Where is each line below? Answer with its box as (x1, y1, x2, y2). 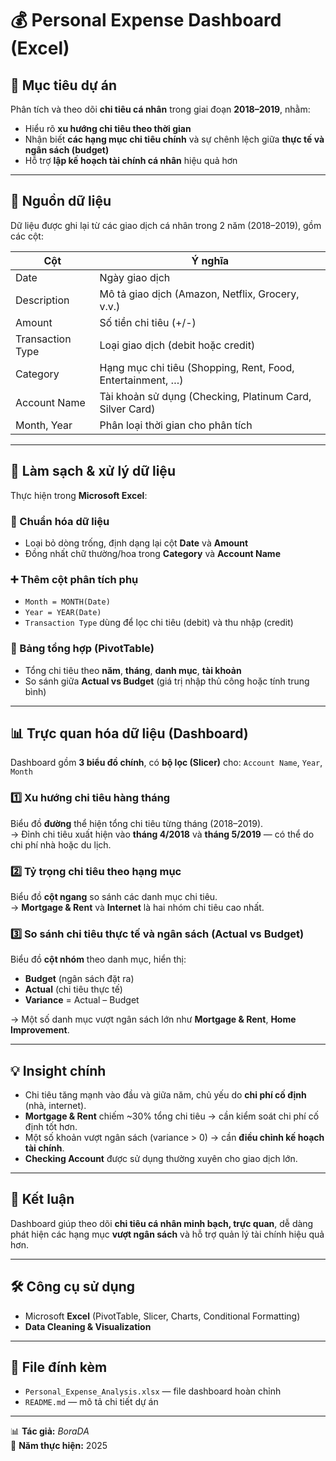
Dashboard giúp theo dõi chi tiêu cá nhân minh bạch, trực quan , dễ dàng (10, 1217, 314, 1229)
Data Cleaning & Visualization (24, 1320, 152, 1332)
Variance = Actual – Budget (24, 994, 140, 1006)
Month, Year (15, 418, 73, 432)
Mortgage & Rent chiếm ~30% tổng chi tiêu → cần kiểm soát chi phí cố (24, 1110, 320, 1122)
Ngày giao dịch (99, 270, 171, 284)
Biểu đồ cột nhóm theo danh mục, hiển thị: (10, 953, 187, 966)
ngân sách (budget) (24, 144, 110, 156)
